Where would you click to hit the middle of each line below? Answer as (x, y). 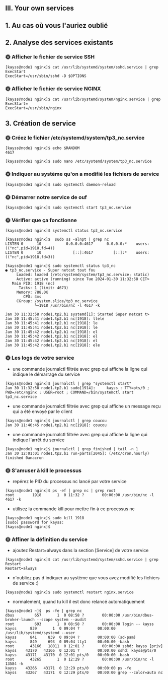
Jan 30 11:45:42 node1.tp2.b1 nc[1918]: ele (53, 345)
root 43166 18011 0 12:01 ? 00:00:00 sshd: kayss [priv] (84, 646)
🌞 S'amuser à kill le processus (44, 470)
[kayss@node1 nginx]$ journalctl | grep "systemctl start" (68, 383)
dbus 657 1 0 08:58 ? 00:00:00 (63, 616)
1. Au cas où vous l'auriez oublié (57, 25)
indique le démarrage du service (46, 374)
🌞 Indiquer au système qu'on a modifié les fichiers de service (82, 174)
